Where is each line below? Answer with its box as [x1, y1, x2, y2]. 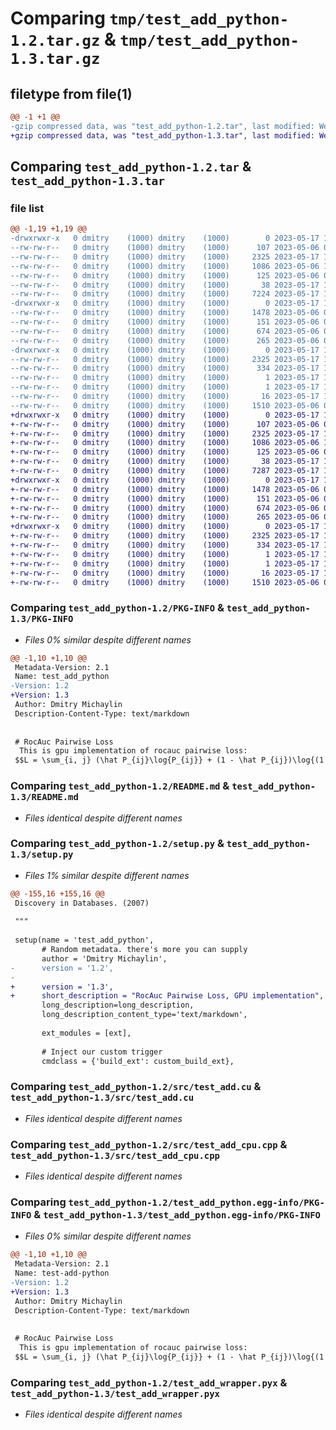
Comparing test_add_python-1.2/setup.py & [10, 837, 225, 851]
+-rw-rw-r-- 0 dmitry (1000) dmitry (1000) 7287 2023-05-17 [10, 466, 320, 476]
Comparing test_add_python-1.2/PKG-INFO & [10, 601, 225, 615]
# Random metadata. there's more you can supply [41, 945, 248, 955]
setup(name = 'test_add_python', [14, 935, 155, 946]
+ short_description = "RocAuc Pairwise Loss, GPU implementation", [10, 991, 325, 1001]
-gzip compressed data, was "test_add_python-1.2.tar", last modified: [10, 121, 315, 131]
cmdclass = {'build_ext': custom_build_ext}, [41, 1056, 235, 1066]
